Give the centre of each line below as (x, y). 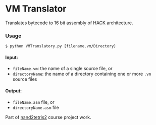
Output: (13, 91)
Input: (12, 57)
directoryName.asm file (36, 107)
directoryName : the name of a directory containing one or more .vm (82, 74)
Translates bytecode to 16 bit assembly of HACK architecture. (69, 23)
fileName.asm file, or (33, 102)
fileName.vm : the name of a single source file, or (62, 69)
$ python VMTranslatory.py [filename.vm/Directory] (61, 46)
